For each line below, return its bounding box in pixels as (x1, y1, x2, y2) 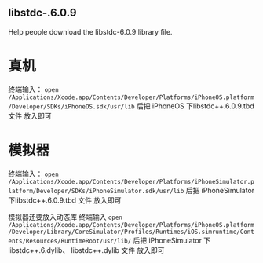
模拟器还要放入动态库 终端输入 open (8, 212, 123, 221)
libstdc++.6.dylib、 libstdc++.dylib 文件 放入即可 (8, 245, 165, 254)
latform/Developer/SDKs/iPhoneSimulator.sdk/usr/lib (8, 187, 184, 195)
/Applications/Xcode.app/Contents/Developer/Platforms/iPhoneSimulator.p (8, 177, 255, 185)
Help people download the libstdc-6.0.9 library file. (8, 27, 173, 36)
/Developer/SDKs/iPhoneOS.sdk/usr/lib (8, 102, 135, 111)
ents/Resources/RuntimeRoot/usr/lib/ (8, 237, 132, 245)
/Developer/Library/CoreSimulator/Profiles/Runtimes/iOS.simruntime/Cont (8, 228, 255, 236)
